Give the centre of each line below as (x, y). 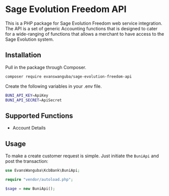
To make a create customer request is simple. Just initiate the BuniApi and (82, 156)
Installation (23, 55)
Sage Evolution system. (30, 39)
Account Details (29, 128)
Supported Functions (39, 116)
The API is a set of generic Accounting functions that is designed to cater (81, 28)
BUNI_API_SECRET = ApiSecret (34, 100)
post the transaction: (27, 161)
